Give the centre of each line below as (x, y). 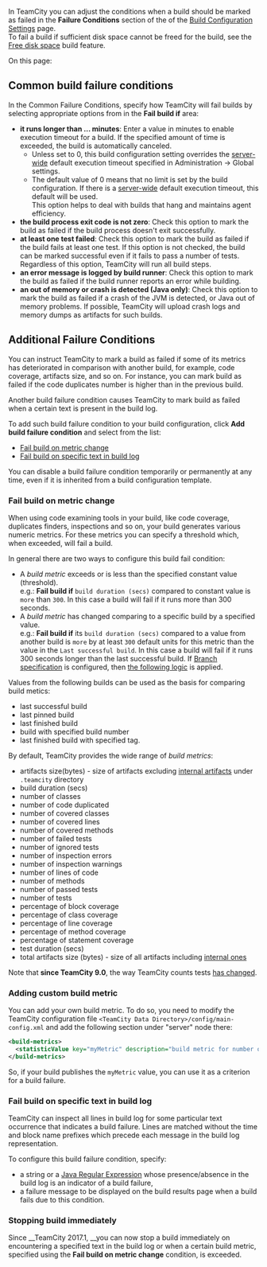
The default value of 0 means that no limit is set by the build (130, 179)
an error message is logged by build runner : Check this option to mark (136, 272)
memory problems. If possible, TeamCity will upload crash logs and (130, 306)
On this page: (30, 60)
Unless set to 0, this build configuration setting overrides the (131, 154)
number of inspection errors (66, 856)
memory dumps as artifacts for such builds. (91, 314)
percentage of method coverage (73, 931)
